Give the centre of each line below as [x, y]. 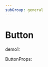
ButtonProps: [19, 59]
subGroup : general [24, 10]
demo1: [12, 49]
